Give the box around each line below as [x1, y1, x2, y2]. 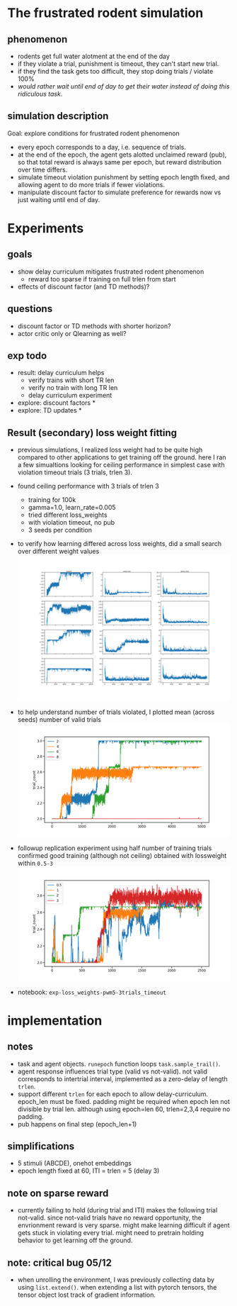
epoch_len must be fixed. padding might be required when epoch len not [17, 1097, 230, 1105]
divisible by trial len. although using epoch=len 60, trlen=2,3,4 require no [17, 1105, 231, 1113]
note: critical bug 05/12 [7, 1256, 112, 1268]
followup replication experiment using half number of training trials [17, 844, 212, 852]
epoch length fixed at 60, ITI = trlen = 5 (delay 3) [17, 1166, 160, 1175]
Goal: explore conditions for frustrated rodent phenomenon [7, 129, 180, 138]
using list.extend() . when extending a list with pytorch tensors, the [17, 1283, 217, 1291]
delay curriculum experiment [28, 391, 112, 400]
